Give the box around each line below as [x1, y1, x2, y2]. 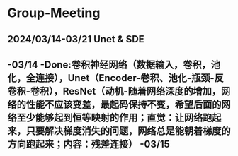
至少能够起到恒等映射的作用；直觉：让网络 [16, 112, 203, 124]
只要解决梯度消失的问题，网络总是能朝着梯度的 [25, 125, 231, 137]
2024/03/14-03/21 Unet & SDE [7, 33, 145, 45]
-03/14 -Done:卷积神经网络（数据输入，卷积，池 [7, 59, 221, 71]
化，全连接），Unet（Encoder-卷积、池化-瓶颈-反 [7, 72, 225, 84]
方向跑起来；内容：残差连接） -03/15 [7, 138, 170, 150]
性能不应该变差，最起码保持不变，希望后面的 [25, 98, 222, 110]
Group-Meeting [7, 5, 101, 21]
